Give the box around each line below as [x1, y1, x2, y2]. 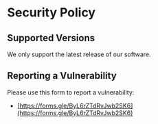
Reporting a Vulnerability [7, 70, 117, 82]
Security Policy [7, 5, 96, 21]
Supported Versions [7, 32, 95, 44]
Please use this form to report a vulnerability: [7, 88, 135, 97]
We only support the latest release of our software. [7, 50, 151, 58]
